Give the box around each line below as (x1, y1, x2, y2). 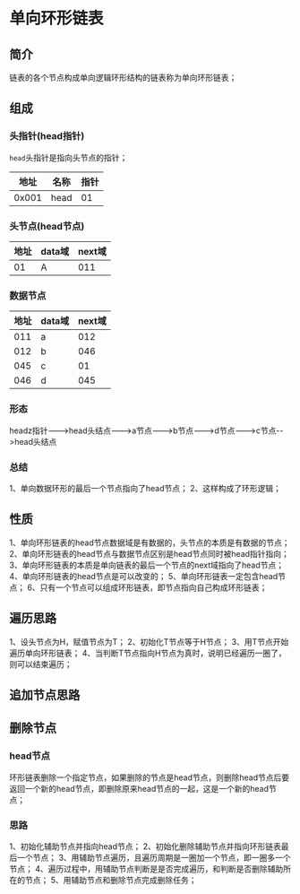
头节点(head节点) (9, 220, 85, 232)
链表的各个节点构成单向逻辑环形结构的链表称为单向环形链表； (9, 73, 237, 82)
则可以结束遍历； (9, 658, 73, 669)
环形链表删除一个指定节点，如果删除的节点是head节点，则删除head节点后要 (9, 772, 290, 783)
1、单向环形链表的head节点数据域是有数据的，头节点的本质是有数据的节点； (9, 537, 290, 548)
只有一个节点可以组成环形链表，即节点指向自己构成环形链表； (39, 582, 268, 593)
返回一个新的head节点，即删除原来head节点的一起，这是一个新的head (9, 783, 270, 794)
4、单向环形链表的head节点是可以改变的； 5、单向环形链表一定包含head (9, 570, 279, 581)
